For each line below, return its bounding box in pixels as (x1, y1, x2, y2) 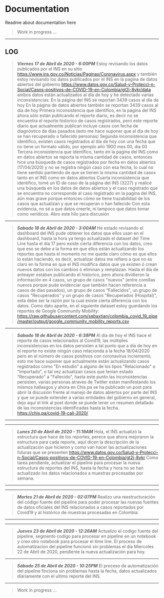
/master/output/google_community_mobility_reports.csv (17, 318, 129, 324)
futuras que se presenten (17, 449, 68, 455)
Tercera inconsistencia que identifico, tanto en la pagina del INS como (17, 149, 159, 155)
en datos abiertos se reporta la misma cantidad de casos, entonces (17, 154, 153, 159)
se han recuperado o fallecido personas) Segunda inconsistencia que (17, 133, 157, 139)
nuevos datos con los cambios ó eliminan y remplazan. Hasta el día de (17, 266, 159, 272)
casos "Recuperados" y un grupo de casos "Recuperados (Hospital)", (17, 292, 158, 298)
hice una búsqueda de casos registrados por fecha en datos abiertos (17, 159, 156, 165)
